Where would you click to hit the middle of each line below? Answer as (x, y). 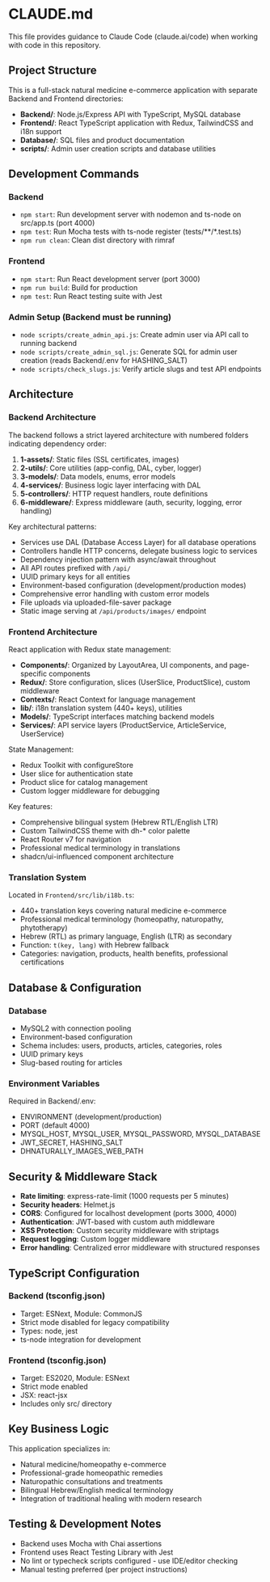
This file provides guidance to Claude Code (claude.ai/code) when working (133, 36)
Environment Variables (54, 1083)
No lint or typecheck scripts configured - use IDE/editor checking (129, 1560)
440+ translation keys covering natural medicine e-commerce (123, 911)
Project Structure (53, 71)
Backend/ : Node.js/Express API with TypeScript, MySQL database (130, 114)
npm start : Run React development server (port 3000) (110, 279)
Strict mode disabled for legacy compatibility (95, 1322)
